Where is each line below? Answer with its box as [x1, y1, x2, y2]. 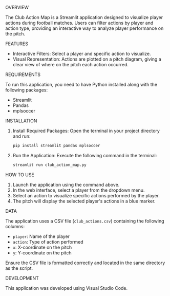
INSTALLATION [5, 118, 37, 124]
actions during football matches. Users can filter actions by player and [5, 20, 154, 26]
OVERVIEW [5, 5, 29, 10]
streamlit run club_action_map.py [12, 162, 87, 168]
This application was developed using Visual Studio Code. [5, 285, 128, 291]
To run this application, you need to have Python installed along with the [5, 82, 158, 87]
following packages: [5, 87, 48, 93]
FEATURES [5, 41, 29, 47]
